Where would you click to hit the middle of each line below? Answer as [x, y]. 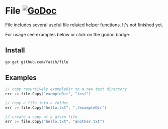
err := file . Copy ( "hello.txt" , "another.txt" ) [55, 121]
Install [15, 50]
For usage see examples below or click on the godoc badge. [68, 34]
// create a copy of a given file [41, 117]
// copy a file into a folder [37, 103]
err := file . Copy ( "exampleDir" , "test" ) [48, 94]
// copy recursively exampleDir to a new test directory [66, 89]
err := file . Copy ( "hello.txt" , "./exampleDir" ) [56, 108]
